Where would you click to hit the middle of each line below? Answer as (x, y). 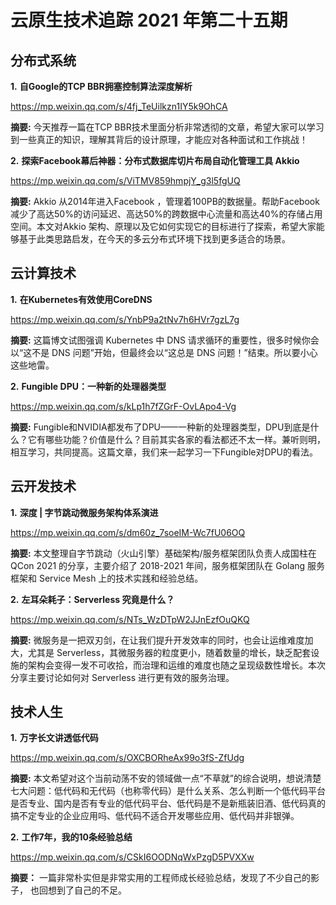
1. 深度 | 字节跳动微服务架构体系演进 (84, 512)
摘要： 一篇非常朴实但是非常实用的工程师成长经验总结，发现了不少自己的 (160, 878)
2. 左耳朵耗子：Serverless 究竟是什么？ (92, 599)
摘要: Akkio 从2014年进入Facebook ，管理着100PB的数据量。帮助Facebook (165, 201)
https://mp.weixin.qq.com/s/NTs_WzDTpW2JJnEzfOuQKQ (130, 619)
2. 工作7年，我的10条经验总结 (71, 837)
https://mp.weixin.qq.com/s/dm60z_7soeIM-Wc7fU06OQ (128, 532)
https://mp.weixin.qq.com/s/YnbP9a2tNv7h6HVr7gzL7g (125, 319)
